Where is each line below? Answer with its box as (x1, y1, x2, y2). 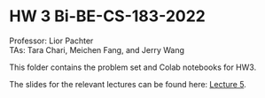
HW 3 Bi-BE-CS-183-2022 (9, 6, 206, 26)
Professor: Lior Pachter (9, 35, 94, 46)
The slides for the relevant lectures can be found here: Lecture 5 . (9, 79, 246, 89)
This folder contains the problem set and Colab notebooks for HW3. (9, 62, 257, 72)
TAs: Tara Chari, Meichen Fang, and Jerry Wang (9, 44, 184, 55)
